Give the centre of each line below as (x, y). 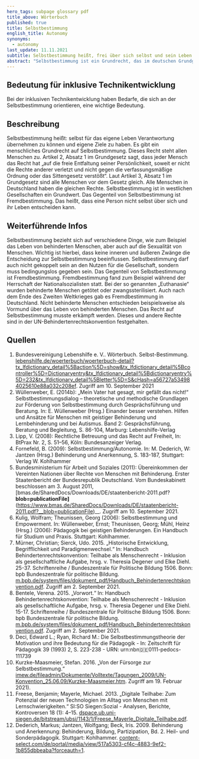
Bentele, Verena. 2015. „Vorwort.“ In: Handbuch (73, 593)
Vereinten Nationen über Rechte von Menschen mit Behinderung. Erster (102, 474)
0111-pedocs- (164, 649)
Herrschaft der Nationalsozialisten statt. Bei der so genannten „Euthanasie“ (98, 284)
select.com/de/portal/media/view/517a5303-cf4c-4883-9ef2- (91, 744)
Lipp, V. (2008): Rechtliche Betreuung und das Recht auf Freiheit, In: (98, 436)
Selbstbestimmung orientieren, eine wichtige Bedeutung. (76, 105)
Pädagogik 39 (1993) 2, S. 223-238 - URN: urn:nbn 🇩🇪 (82, 649)
